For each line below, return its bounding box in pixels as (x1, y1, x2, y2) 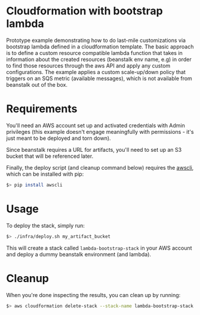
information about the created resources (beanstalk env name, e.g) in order (6, 56, 192, 63)
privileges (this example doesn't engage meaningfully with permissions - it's (6, 128, 194, 135)
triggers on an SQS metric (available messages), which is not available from (6, 75, 192, 82)
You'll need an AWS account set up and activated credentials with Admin (6, 121, 185, 129)
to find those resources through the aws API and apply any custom (6, 62, 171, 69)
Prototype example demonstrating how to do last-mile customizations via (6, 36, 186, 44)
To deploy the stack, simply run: (6, 222, 85, 229)
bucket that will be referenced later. (6, 152, 94, 160)
